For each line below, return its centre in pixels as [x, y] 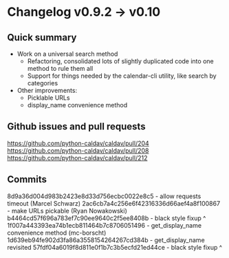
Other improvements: [47, 90]
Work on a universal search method [67, 54]
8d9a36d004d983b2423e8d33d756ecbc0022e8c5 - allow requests [104, 196]
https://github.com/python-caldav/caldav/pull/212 [77, 158]
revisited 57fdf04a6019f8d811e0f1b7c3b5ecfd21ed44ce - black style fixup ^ [115, 247]
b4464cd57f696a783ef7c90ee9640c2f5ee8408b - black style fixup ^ [107, 218]
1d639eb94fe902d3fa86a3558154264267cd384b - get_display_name [106, 240]
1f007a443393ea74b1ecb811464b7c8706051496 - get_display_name [104, 225]
